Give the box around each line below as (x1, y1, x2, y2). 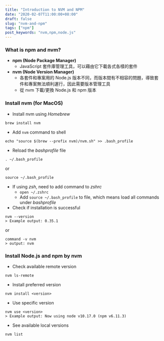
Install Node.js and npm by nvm (5, 252, 82, 259)
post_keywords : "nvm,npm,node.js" (5, 30, 76, 35)
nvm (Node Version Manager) (12, 69, 74, 75)
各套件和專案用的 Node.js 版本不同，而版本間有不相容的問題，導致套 (19, 75, 159, 81)
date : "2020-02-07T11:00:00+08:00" (5, 12, 78, 17)
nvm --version (5, 214, 34, 219)
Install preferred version (12, 281, 61, 287)
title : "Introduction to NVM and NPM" (5, 7, 85, 12)
